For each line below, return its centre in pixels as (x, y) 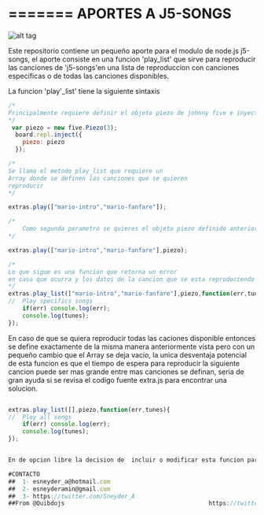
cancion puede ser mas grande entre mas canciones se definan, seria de (126, 372)
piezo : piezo (44, 143)
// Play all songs (40, 417)
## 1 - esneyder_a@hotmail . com (59, 481)
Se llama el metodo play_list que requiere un (86, 171)
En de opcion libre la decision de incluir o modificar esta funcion (126, 460)
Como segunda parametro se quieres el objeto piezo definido (124, 229)
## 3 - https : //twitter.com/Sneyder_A (71, 496)
